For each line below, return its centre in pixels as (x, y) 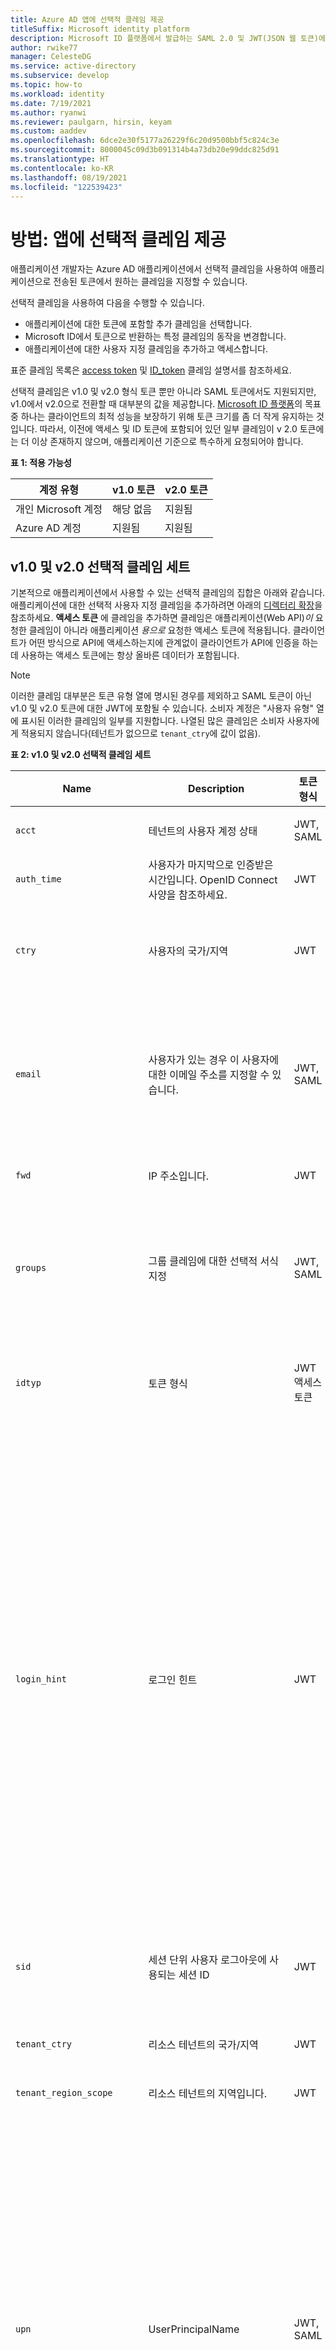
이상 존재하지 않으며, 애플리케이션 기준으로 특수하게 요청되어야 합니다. (167, 442)
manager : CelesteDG (51, 57)
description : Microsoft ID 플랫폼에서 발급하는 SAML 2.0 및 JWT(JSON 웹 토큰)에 (168, 38)
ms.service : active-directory (73, 66)
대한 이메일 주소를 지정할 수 (209, 1075)
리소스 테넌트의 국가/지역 (203, 2045)
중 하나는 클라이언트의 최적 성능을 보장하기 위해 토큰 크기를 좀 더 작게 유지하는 (162, 417)
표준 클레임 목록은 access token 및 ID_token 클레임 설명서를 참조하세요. (151, 370)
